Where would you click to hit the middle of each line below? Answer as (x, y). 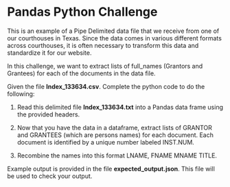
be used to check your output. (50, 176)
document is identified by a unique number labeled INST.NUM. (105, 142)
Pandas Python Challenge (82, 12)
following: (21, 94)
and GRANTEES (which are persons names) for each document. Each (115, 135)
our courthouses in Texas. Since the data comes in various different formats (114, 38)
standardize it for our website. (49, 53)
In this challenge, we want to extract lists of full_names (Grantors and (105, 66)
